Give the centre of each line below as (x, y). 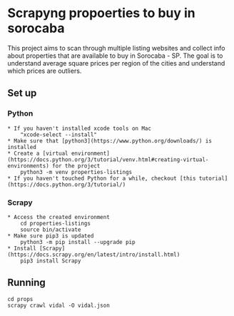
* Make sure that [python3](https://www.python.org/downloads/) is (110, 141)
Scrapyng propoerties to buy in (102, 13)
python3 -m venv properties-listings (76, 172)
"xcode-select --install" (59, 134)
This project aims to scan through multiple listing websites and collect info (116, 48)
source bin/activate (51, 230)
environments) (29, 165)
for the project (76, 165)
